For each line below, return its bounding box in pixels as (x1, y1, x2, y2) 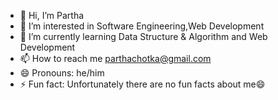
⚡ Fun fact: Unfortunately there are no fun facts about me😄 (19, 78, 266, 90)
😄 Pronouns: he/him (19, 67, 105, 79)
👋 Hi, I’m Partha (19, 10, 85, 21)
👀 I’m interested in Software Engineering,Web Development (19, 20, 265, 32)
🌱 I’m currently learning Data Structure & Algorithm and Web (19, 31, 268, 42)
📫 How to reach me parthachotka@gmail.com (19, 53, 212, 64)
